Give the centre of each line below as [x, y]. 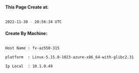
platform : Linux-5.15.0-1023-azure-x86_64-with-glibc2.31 [70, 57]
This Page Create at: [27, 7]
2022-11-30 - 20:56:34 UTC [33, 22]
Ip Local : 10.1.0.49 [29, 66]
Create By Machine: [26, 33]
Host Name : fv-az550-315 [32, 48]
